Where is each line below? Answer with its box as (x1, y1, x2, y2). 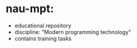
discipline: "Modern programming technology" (14, 28, 132, 35)
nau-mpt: (5, 2, 54, 16)
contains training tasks (14, 35, 72, 42)
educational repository (14, 22, 71, 29)
